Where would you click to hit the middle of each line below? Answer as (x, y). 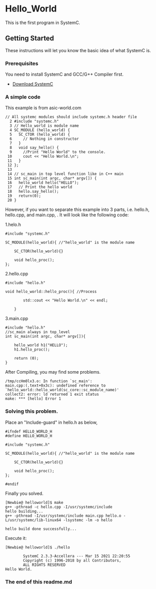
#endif (12, 484)
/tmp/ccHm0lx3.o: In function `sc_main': (49, 381)
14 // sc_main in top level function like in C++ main (65, 174)
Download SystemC (33, 84)
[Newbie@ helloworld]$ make (34, 502)
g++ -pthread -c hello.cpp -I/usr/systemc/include (59, 507)
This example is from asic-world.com (43, 108)
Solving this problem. (32, 411)
